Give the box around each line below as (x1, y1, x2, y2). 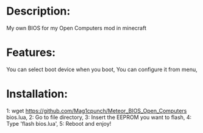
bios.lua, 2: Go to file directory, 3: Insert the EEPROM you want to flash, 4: (6, 114, 192, 121)
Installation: (6, 87, 68, 101)
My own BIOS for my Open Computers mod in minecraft (6, 24, 146, 32)
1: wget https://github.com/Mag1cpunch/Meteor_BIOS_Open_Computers (6, 107, 187, 114)
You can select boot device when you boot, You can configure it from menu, (6, 66, 198, 73)
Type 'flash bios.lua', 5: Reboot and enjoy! (6, 120, 112, 127)
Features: (6, 46, 56, 60)
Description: (6, 4, 71, 18)
